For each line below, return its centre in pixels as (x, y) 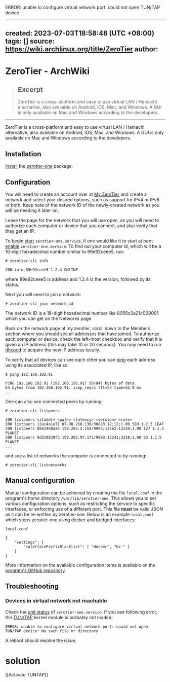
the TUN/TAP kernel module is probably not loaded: (59, 617)
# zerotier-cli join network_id (39, 304)
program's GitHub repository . (36, 570)
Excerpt (30, 89)
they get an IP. (20, 231)
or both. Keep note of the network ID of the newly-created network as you (82, 205)
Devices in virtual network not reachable (56, 601)
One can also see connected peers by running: (54, 402)
